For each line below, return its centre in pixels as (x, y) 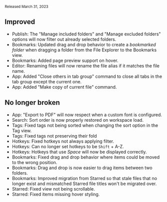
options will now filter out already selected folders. (64, 39)
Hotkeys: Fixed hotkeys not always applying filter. (63, 141)
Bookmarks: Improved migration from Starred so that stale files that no (84, 178)
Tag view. (22, 130)
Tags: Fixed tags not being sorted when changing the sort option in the (85, 125)
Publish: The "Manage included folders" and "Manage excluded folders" (86, 34)
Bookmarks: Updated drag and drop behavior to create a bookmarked (84, 44)
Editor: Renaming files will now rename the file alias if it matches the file (86, 66)
